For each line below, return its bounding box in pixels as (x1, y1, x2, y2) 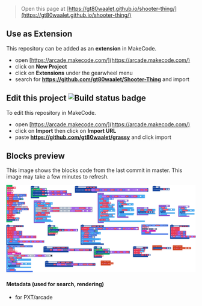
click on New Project (14, 63, 67, 70)
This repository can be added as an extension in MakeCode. (6, 44, 157, 52)
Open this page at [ (20, 5, 69, 12)
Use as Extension (6, 29, 73, 39)
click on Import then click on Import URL (14, 127, 117, 134)
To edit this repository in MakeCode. (6, 109, 96, 116)
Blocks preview (6, 151, 65, 161)
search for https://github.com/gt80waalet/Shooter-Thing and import (14, 75, 189, 83)
